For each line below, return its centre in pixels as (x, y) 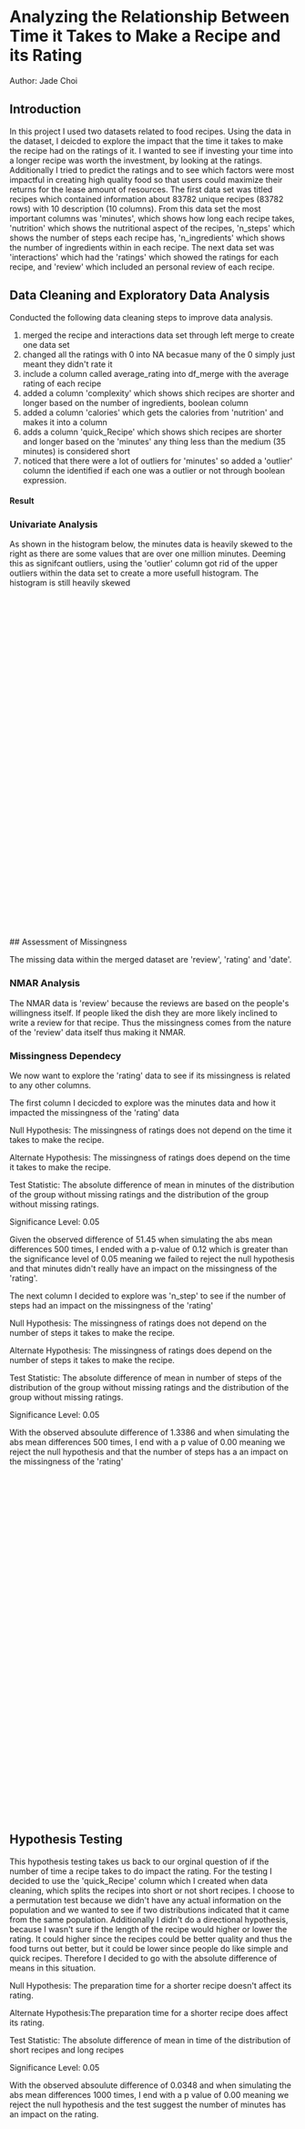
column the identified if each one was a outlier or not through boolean (153, 470)
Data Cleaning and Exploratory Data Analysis (140, 295)
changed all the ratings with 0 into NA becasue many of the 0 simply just (159, 354)
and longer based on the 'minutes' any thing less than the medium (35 (154, 441)
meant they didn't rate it (67, 364)
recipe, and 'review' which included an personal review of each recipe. (142, 267)
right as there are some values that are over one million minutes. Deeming (148, 554)
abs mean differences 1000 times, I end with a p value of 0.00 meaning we (149, 2094)
